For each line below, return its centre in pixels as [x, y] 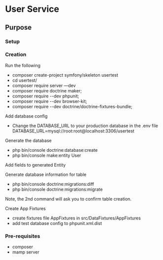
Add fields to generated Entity [35, 165]
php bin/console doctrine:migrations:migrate [57, 189]
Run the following [23, 65]
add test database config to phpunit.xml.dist [57, 223]
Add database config [26, 116]
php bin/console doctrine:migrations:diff [53, 184]
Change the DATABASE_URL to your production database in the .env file [85, 126]
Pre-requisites [23, 236]
